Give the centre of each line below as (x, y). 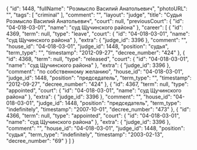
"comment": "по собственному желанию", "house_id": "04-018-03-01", (95, 71)
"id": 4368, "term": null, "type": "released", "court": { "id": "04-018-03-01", (98, 59)
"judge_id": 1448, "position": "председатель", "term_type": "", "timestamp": (99, 78)
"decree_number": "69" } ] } (40, 141)
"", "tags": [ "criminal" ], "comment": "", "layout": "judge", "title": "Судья (94, 15)
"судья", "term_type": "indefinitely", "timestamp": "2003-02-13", (85, 135)
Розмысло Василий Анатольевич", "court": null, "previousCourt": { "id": (95, 21)
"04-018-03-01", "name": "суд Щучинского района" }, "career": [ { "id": (95, 27)
